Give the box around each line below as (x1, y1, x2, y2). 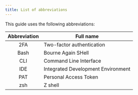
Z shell (44, 82, 59, 89)
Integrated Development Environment (44, 65, 131, 72)
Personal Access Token (44, 73, 98, 80)
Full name (75, 33, 99, 40)
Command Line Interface (44, 57, 101, 64)
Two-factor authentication (44, 41, 105, 48)
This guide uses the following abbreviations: (5, 21, 95, 27)
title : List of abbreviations (5, 7, 68, 12)
